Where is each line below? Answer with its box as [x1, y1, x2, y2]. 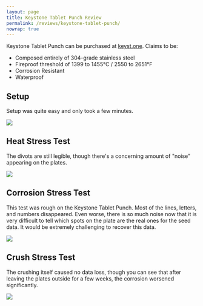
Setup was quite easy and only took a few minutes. [6, 107, 133, 115]
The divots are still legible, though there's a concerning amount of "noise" [6, 152, 191, 160]
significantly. [6, 281, 38, 288]
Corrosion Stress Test [6, 188, 91, 198]
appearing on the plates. [6, 158, 68, 166]
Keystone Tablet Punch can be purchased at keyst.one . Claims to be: [6, 42, 178, 50]
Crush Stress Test [6, 253, 76, 263]
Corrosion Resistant [15, 67, 65, 75]
